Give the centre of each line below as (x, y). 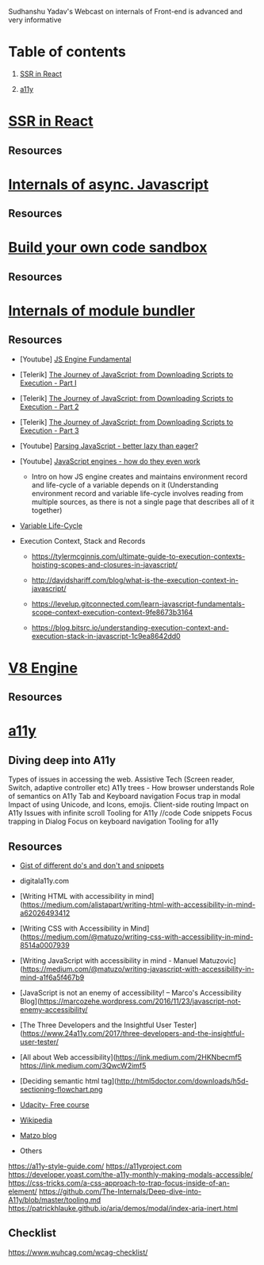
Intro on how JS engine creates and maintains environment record (140, 476)
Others (31, 1151)
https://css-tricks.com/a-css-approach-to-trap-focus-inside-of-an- (119, 1183)
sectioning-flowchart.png (61, 1090)
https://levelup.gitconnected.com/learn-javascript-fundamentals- (138, 604)
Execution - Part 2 (49, 407)
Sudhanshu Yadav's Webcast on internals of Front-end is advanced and (126, 11)
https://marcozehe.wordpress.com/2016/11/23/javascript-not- (140, 1001)
